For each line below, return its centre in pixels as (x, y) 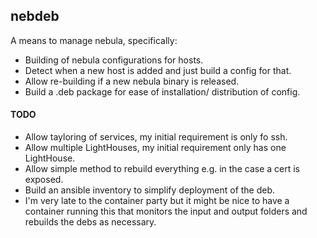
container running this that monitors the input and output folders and (166, 211)
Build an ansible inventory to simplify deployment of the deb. (150, 190)
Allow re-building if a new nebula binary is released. (132, 81)
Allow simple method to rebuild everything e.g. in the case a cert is (162, 169)
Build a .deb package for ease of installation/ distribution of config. (162, 91)
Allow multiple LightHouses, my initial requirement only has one (155, 148)
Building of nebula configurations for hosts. (114, 60)
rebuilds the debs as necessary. (90, 222)
